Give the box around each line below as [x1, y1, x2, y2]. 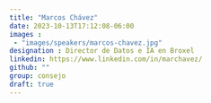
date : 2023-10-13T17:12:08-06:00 [9, 21, 135, 30]
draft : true [9, 80, 54, 89]
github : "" [9, 64, 50, 73]
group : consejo [9, 72, 66, 81]
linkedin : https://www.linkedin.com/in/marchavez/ [9, 55, 203, 64]
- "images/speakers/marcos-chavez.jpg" [13, 38, 163, 47]
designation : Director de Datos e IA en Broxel [9, 47, 195, 56]
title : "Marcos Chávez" [9, 13, 99, 22]
